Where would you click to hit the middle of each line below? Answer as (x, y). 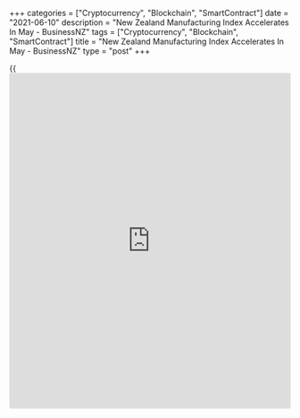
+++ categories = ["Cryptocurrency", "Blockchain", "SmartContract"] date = (149, 13)
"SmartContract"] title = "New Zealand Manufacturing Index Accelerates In (146, 41)
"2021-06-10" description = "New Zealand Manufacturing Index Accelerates (149, 22)
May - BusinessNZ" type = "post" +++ (80, 51)
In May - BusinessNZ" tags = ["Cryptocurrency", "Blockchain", (124, 32)
